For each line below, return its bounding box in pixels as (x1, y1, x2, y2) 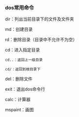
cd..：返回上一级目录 (5, 58, 43, 62)
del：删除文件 (5, 76, 33, 82)
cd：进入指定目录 (5, 47, 40, 53)
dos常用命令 (5, 4, 34, 11)
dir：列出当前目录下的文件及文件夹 (5, 16, 74, 22)
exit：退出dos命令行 (5, 86, 45, 92)
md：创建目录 (5, 27, 33, 32)
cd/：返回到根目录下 (5, 67, 41, 72)
